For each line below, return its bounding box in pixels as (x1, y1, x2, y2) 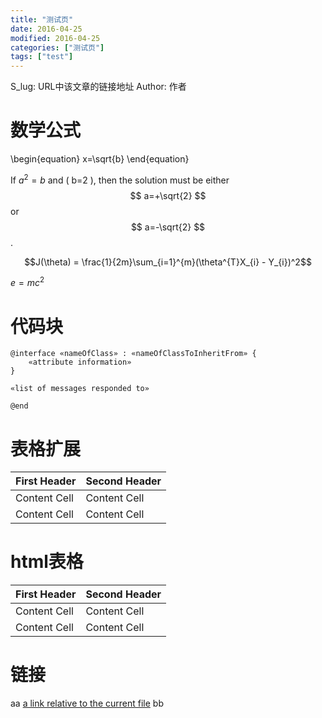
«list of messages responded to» (10, 384, 150, 394)
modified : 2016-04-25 (10, 33, 101, 43)
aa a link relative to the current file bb (10, 697, 164, 710)
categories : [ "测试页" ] (10, 42, 105, 53)
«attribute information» (28, 357, 132, 368)
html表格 (10, 551, 84, 573)
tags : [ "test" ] (10, 52, 74, 62)
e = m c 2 (10, 275, 45, 289)
